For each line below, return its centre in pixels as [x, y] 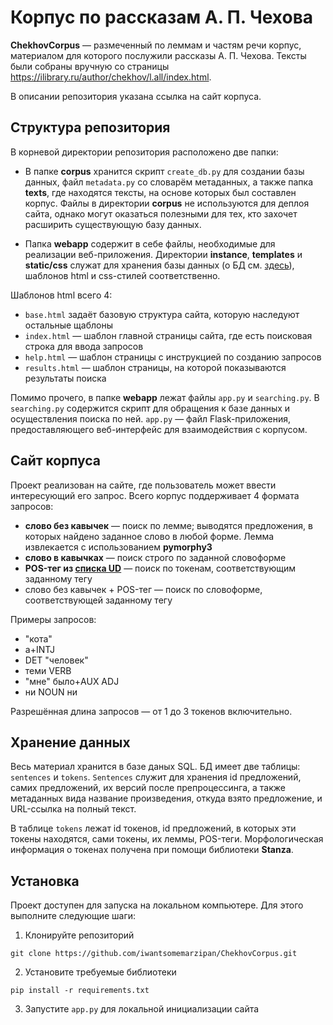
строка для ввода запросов [84, 346]
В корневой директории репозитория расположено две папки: [144, 152]
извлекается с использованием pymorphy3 [118, 547]
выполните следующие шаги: [73, 916]
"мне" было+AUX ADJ [72, 681]
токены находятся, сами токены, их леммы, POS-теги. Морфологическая [167, 839]
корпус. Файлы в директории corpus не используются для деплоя [167, 203]
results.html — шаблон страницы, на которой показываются [155, 367]
